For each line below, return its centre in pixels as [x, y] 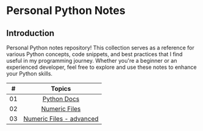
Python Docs [61, 99]
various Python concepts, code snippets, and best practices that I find [94, 54]
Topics [61, 89]
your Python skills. [30, 73]
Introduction [30, 33]
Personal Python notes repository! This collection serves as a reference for [100, 48]
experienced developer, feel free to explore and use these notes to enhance [101, 67]
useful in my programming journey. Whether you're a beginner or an [92, 61]
